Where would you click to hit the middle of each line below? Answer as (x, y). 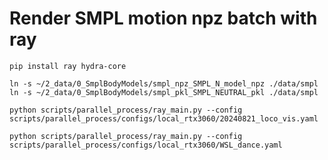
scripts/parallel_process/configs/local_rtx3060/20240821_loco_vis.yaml (164, 118)
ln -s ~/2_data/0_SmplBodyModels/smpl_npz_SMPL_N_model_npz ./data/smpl (164, 83)
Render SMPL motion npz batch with (163, 18)
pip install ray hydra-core (68, 66)
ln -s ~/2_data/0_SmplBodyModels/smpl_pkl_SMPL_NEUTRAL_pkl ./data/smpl (164, 92)
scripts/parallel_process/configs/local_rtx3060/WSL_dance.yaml (146, 145)
